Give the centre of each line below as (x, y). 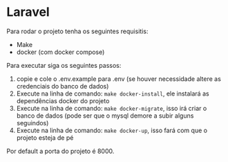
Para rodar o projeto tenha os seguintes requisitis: (77, 31)
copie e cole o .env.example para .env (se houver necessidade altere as (119, 79)
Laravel (28, 12)
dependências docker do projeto (63, 100)
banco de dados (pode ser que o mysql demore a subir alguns (105, 116)
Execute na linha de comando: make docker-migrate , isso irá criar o (112, 108)
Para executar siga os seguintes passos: (64, 65)
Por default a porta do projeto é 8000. (60, 151)
